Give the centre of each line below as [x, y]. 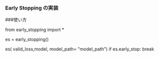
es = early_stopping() [27, 39]
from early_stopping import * [35, 30]
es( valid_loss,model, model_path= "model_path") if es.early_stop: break [79, 49]
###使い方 [16, 20]
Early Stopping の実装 [32, 7]
